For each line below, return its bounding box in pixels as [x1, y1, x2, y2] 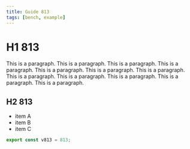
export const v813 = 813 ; [6, 137, 71, 143]
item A [14, 112, 31, 120]
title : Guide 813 [6, 8, 50, 15]
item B [14, 119, 31, 126]
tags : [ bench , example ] [6, 14, 66, 20]
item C [14, 126, 32, 133]
